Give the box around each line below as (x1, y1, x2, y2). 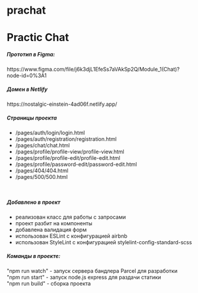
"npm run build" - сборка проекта (7, 280, 91, 287)
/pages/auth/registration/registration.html (15, 136, 117, 143)
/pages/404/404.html (15, 167, 69, 174)
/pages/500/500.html (15, 174, 68, 181)
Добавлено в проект (7, 199, 61, 206)
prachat (7, 4, 46, 17)
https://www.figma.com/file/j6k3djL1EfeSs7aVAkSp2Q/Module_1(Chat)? (7, 66, 180, 73)
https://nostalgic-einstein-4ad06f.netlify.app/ (7, 100, 117, 108)
